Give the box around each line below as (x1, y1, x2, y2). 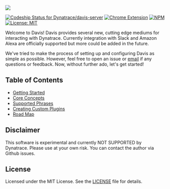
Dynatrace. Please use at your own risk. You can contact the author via (5, 145, 154, 151)
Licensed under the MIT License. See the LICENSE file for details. (5, 178, 143, 184)
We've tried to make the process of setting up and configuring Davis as (5, 50, 155, 56)
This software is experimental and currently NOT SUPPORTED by (5, 139, 142, 145)
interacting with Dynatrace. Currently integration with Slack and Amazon (5, 35, 157, 41)
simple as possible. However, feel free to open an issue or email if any (5, 56, 152, 62)
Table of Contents (5, 76, 64, 85)
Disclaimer (5, 126, 40, 134)
